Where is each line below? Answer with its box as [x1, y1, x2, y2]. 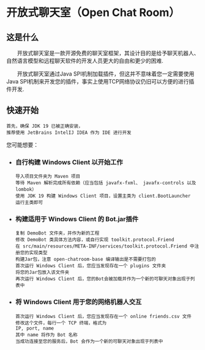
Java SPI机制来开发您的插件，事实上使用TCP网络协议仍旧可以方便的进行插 [6, 78, 195, 85]
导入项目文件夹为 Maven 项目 [15, 173, 81, 180]
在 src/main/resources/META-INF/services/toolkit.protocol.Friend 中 [15, 243, 195, 249]
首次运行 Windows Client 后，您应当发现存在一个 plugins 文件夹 [15, 263, 166, 269]
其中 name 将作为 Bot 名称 [15, 332, 78, 338]
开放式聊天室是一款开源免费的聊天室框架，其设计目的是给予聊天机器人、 [17, 50, 199, 56]
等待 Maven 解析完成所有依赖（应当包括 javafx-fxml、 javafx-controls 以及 [15, 180, 196, 186]
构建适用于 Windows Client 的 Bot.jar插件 [15, 215, 139, 224]
